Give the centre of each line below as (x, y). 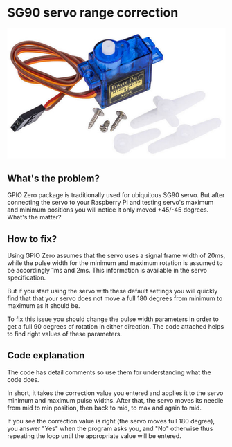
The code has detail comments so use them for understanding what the (109, 372)
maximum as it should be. (44, 305)
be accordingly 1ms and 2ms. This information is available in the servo (107, 270)
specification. (27, 277)
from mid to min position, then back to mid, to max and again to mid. (105, 408)
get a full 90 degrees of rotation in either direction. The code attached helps (116, 326)
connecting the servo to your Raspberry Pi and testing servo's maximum (110, 203)
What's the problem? (54, 178)
